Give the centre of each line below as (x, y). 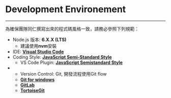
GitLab (27, 85)
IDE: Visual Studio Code (38, 51)
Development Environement (66, 9)
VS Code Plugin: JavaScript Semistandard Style (72, 62)
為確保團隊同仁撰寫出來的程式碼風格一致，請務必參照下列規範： (72, 28)
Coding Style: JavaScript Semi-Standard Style (62, 57)
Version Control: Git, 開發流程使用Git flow (63, 74)
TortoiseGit (32, 90)
